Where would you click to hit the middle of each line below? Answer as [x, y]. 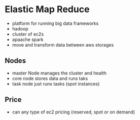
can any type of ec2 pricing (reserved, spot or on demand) [74, 112]
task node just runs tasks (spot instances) [56, 84]
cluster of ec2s [28, 34]
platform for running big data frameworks [55, 23]
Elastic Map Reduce [47, 9]
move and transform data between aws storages [63, 45]
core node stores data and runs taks [50, 78]
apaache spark [28, 39]
